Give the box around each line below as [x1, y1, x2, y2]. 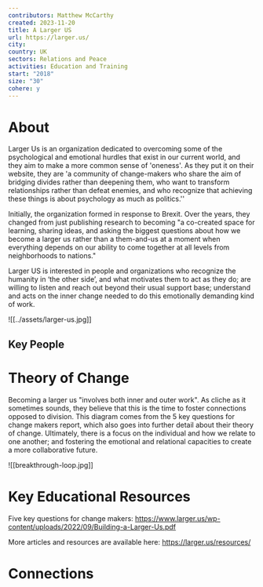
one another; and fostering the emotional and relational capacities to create [8, 436, 252, 446]
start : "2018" [8, 70, 55, 78]
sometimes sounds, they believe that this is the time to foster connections [8, 403, 247, 413]
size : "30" [8, 77, 44, 85]
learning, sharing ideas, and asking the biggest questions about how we [8, 226, 241, 235]
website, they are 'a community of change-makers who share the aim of [8, 170, 242, 179]
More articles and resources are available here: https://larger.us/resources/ [8, 537, 251, 546]
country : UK [8, 48, 47, 56]
